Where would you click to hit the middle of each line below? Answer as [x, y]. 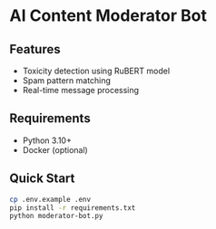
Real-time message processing [80, 90]
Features [35, 49]
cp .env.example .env [50, 199]
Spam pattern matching [67, 81]
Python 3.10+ [47, 140]
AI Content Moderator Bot [108, 16]
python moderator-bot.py [56, 216]
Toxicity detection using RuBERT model [96, 71]
